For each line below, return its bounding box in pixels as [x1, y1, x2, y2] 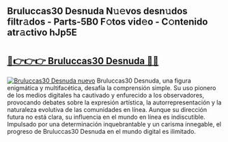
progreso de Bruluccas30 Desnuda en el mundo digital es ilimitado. [7, 128, 197, 135]
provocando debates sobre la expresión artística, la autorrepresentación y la [7, 98, 222, 106]
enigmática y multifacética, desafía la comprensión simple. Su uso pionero [7, 84, 216, 91]
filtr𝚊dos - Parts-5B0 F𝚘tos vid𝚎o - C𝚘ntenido [7, 16, 208, 28]
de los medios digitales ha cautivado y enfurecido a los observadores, [7, 91, 205, 99]
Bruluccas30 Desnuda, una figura [96, 76, 191, 85]
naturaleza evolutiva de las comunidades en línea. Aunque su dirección [7, 106, 207, 113]
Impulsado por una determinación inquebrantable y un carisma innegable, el [7, 120, 222, 128]
